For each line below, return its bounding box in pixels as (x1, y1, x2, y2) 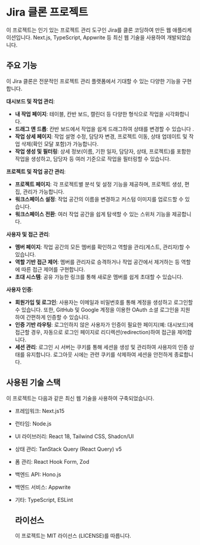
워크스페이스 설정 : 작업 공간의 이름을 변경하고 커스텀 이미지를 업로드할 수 (14, 195, 184, 203)
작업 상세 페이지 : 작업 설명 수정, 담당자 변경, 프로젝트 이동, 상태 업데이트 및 (14, 133, 188, 140)
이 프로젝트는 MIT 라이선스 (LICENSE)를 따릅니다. (14, 532, 131, 540)
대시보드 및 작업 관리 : (6, 97, 55, 105)
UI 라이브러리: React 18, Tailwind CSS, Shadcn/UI (14, 433, 134, 440)
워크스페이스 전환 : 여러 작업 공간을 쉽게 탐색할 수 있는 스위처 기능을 (14, 210, 171, 218)
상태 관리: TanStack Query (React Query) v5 (14, 445, 122, 452)
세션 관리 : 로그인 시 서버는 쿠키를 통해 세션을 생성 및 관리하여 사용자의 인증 (14, 343, 188, 350)
